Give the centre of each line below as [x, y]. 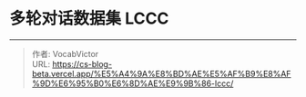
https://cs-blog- [82, 63]
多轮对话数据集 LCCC [89, 19]
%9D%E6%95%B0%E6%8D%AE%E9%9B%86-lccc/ [133, 83]
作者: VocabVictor [65, 53]
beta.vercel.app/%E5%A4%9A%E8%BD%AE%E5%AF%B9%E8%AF [161, 73]
